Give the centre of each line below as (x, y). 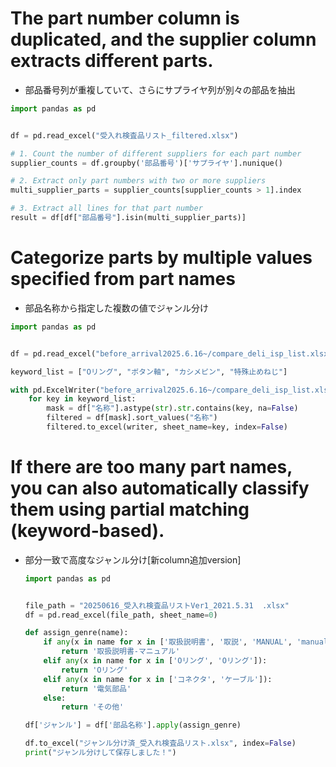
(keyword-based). (87, 531)
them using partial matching (130, 509)
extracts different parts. (112, 61)
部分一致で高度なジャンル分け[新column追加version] (133, 559)
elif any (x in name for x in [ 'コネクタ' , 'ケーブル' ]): (158, 679)
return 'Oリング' (95, 670)
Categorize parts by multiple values (161, 258)
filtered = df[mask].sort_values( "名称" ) (132, 418)
